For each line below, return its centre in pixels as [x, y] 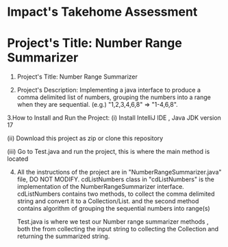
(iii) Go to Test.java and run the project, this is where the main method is [109, 152]
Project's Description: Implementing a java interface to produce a [109, 90]
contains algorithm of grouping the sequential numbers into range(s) [113, 209]
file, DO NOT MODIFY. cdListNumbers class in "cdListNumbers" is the [115, 179]
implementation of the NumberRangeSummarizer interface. [101, 187]
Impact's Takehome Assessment [102, 12]
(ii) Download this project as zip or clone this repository [85, 138]
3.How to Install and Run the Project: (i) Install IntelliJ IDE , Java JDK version [114, 118]
